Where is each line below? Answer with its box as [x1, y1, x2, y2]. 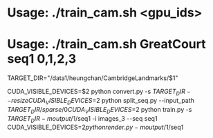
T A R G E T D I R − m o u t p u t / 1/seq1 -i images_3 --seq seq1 [7, 114, 158, 124]
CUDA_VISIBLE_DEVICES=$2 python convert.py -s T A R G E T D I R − [7, 88, 192, 97]
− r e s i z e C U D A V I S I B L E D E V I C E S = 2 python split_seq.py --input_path [7, 96, 195, 106]
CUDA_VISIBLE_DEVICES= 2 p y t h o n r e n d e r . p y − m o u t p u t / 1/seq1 [7, 123, 184, 132]
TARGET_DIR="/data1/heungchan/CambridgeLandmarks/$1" [7, 74, 178, 82]
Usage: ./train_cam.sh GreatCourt [7, 37, 206, 52]
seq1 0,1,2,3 [7, 51, 77, 67]
